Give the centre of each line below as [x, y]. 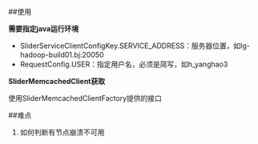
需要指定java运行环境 [44, 29]
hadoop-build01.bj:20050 [62, 55]
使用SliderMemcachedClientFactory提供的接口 [85, 98]
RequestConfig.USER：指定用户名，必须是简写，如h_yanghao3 [124, 64]
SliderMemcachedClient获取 [57, 81]
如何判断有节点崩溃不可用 [62, 132]
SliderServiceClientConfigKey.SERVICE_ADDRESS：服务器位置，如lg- [135, 46]
